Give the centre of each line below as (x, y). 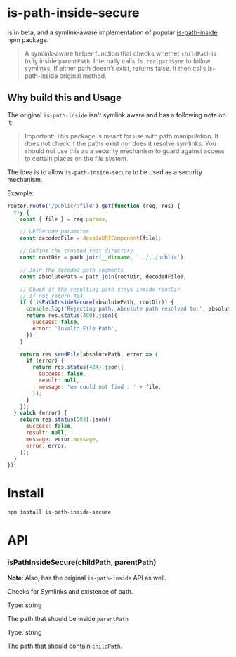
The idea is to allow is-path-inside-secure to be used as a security (105, 172)
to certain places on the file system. (76, 158)
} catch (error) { (41, 413)
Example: (21, 193)
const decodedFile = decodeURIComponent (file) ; (91, 238)
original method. (83, 76)
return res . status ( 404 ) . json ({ (78, 367)
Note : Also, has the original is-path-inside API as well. (87, 578)
